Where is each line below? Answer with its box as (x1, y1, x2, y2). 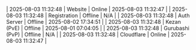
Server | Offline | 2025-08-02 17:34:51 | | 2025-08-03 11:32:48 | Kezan (6, 18, 181, 25)
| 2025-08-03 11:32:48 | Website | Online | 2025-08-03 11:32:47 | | (6, 6, 171, 12)
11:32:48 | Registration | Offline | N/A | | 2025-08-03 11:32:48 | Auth (23, 12, 190, 19)
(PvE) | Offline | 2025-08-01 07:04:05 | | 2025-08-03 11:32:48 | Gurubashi (6, 24, 190, 32)
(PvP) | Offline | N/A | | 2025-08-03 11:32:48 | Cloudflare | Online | (6, 31, 170, 38)
